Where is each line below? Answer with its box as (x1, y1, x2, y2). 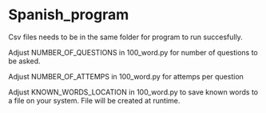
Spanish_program (8, 6, 129, 24)
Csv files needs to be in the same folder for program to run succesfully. (8, 32, 244, 42)
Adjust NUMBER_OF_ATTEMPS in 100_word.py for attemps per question (8, 71, 244, 81)
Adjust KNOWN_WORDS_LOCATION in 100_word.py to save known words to (8, 87, 258, 97)
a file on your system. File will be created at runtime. (8, 95, 181, 105)
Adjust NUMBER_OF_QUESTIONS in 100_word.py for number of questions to (8, 47, 258, 57)
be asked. (8, 56, 42, 66)
